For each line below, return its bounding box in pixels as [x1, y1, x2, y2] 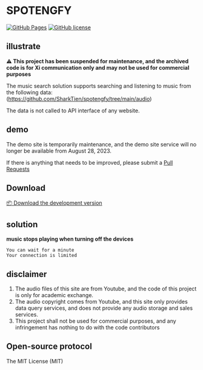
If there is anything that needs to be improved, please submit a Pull [6, 159, 173, 166]
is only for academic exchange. [15, 292, 94, 298]
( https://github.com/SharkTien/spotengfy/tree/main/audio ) [6, 95, 152, 102]
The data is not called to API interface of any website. [6, 107, 141, 114]
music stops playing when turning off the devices [6, 235, 134, 243]
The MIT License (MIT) [6, 357, 64, 365]
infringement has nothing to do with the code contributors [15, 324, 160, 331]
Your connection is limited [6, 253, 78, 259]
